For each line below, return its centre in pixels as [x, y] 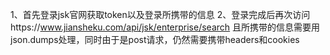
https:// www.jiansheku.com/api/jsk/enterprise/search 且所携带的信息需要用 [165, 27]
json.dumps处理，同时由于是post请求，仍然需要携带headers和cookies [155, 39]
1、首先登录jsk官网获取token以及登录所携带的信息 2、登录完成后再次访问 [160, 14]
